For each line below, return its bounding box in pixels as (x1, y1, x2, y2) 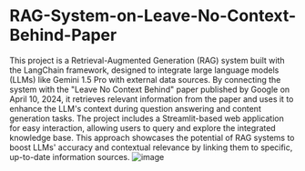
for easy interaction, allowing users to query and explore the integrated (9, 122, 276, 133)
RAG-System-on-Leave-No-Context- (9, 5, 297, 26)
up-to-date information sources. (9, 151, 130, 162)
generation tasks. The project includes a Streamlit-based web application (9, 113, 284, 124)
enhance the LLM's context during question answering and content (9, 103, 261, 114)
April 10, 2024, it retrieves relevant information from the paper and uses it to (9, 93, 294, 105)
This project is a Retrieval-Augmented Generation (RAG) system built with (9, 55, 285, 65)
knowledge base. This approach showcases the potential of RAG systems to (9, 132, 295, 143)
